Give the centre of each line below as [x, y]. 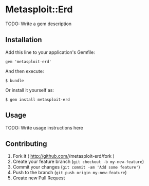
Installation [24, 40]
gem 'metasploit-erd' [29, 62]
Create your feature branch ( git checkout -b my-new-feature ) [78, 162]
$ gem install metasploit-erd [38, 99]
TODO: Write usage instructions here [44, 127]
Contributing [26, 144]
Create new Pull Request [39, 178]
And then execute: [25, 71]
